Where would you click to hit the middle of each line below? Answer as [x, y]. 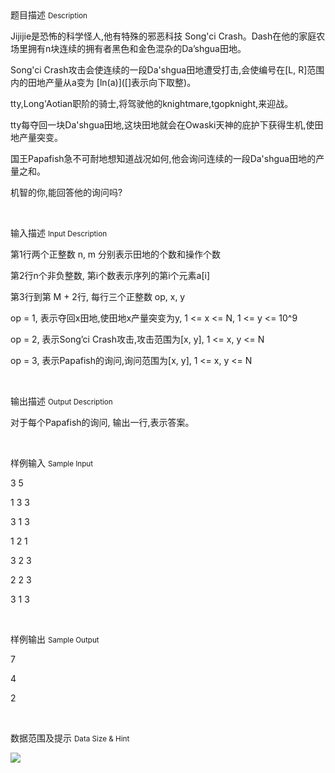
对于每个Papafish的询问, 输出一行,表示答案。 [102, 422]
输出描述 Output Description [61, 401]
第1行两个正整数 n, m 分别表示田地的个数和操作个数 [116, 254]
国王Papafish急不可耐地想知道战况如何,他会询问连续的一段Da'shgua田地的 [163, 158]
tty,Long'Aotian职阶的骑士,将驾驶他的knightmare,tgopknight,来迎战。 [152, 103]
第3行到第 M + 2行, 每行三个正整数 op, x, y [98, 296]
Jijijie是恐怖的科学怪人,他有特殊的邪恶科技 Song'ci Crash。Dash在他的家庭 [163, 36]
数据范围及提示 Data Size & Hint [70, 738]
